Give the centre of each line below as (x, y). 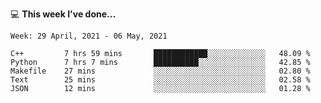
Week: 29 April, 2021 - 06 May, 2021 (89, 36)
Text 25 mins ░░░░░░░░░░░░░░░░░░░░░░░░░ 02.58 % (160, 80)
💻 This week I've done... (63, 14)
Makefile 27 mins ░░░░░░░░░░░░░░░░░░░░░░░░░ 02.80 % (160, 71)
